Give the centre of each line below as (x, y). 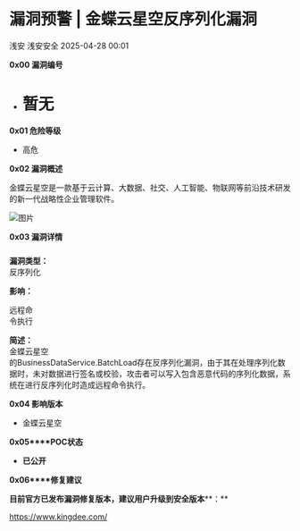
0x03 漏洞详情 (36, 236)
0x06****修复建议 (46, 479)
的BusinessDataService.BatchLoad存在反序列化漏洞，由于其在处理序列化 (144, 362)
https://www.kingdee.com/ (58, 517)
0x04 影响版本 (36, 403)
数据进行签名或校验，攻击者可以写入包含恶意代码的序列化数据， (165, 374)
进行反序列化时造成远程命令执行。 (87, 384)
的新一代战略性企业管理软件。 (64, 198)
